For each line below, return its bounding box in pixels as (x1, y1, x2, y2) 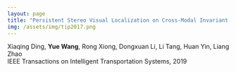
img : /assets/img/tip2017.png (7, 23, 97, 30)
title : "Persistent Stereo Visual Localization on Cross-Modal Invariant (7, 17, 229, 24)
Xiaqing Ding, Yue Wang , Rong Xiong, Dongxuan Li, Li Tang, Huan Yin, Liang (7, 43, 230, 51)
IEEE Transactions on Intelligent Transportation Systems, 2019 (7, 57, 187, 66)
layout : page (7, 10, 46, 17)
